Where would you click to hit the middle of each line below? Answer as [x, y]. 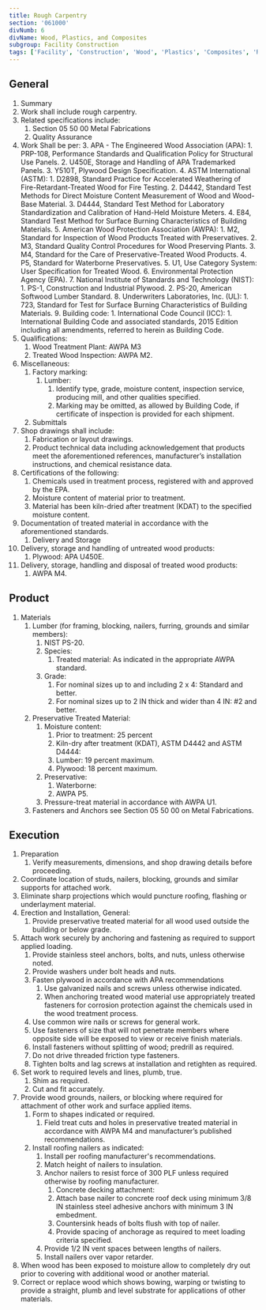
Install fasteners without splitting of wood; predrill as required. [133, 1047]
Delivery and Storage [67, 540]
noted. [43, 963]
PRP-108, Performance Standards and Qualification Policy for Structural [137, 153]
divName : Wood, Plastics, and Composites [78, 38]
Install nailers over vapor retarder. [99, 1257]
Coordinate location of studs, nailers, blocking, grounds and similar [129, 879]
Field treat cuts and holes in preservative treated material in [140, 1123]
